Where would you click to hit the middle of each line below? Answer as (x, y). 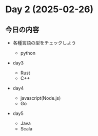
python (28, 53)
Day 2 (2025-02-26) (50, 9)
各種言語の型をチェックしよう (44, 43)
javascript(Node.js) (41, 98)
